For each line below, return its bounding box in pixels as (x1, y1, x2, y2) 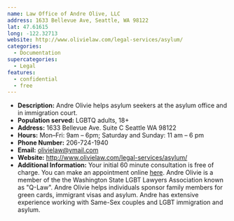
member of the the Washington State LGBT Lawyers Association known (17, 176, 224, 185)
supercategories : (7, 56, 58, 63)
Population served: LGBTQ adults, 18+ (17, 116, 130, 125)
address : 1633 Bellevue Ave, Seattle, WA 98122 (7, 17, 149, 24)
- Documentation (13, 50, 61, 57)
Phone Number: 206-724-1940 (17, 138, 109, 147)
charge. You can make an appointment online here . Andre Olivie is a (17, 168, 214, 177)
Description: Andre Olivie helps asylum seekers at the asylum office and (17, 101, 228, 109)
